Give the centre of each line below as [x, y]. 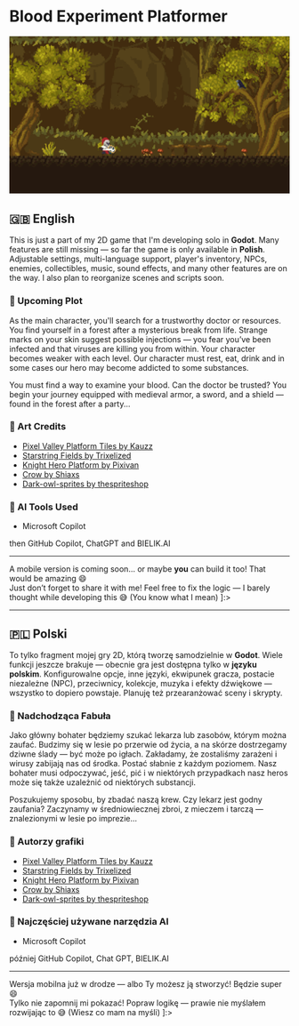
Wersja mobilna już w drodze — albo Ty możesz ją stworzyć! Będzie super [145, 983]
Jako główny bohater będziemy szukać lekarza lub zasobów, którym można [148, 735]
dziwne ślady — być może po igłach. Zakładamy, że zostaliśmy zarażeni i [143, 754]
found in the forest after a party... [70, 404]
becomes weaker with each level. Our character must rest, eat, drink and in [147, 358]
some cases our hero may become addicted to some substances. [129, 367]
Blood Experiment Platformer [119, 16]
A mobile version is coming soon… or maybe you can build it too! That [137, 569]
